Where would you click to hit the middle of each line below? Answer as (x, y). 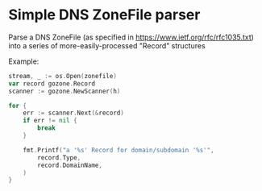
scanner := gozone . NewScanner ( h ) (64, 91)
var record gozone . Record (52, 83)
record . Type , (59, 158)
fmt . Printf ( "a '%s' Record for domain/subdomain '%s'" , (119, 150)
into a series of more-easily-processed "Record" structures (107, 45)
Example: (24, 61)
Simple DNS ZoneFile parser (104, 15)
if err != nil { (50, 121)
